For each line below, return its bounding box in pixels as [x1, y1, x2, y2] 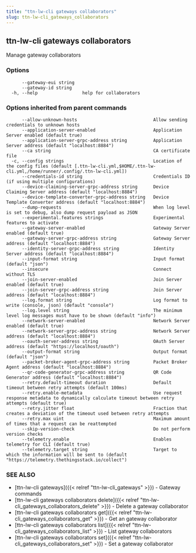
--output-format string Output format [21, 349, 188, 355]
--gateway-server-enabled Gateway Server [21, 225, 191, 231]
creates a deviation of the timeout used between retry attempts [6, 410, 169, 416]
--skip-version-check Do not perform [21, 426, 191, 432]
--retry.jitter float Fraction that [21, 405, 188, 411]
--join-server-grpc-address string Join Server [21, 287, 183, 293]
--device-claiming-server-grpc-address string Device [21, 184, 169, 190]
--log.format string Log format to [21, 297, 188, 303]
